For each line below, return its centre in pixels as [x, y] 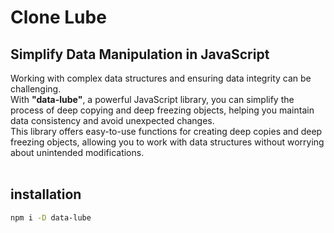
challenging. [36, 89]
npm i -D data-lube [51, 217]
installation [46, 194]
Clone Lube [58, 17]
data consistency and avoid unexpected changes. [112, 120]
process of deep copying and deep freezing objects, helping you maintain [162, 110]
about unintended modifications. [77, 152]
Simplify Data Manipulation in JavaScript [140, 54]
